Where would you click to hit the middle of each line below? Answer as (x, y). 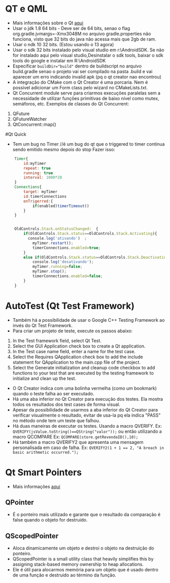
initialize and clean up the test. (44, 378)
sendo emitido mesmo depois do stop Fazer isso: (64, 149)
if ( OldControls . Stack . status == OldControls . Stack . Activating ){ (90, 234)
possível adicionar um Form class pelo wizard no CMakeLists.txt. (80, 87)
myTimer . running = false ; (57, 267)
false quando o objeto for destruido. (50, 520)
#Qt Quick (16, 134)
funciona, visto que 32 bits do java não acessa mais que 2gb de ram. (84, 39)
